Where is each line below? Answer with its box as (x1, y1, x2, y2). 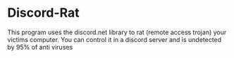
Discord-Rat (7, 5, 80, 21)
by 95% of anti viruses (7, 43, 73, 51)
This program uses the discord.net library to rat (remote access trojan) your (7, 28, 227, 36)
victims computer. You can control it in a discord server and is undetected (7, 35, 222, 43)
